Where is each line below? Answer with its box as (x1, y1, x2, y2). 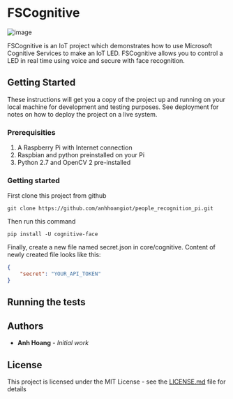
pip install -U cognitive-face (7, 231, 98, 238)
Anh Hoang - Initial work (17, 339, 89, 347)
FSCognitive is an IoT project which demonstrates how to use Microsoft (7, 41, 213, 50)
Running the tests (7, 296, 86, 308)
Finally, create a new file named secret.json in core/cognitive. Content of (7, 243, 216, 252)
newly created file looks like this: (7, 250, 101, 259)
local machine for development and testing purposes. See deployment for (7, 103, 219, 111)
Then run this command (7, 217, 76, 226)
